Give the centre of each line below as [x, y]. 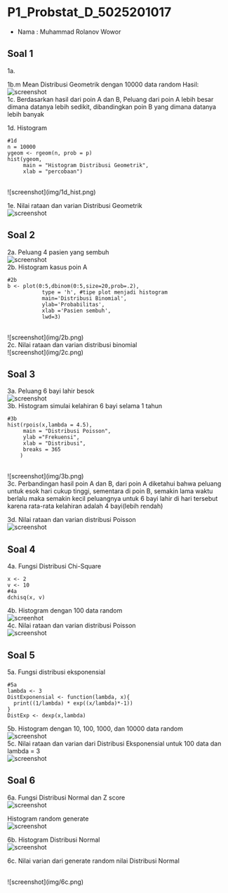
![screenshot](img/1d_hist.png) [52, 192]
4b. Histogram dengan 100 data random [65, 611]
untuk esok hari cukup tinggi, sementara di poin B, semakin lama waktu [110, 491]
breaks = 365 [42, 450]
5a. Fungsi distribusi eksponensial [56, 672]
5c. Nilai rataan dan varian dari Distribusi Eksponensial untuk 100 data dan [114, 743]
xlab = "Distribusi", [54, 443]
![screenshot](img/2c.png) [46, 352]
